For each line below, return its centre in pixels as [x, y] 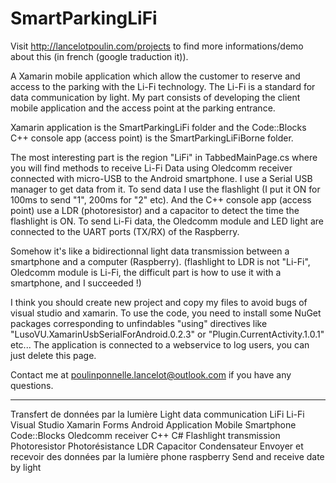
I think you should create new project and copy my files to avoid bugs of [159, 302]
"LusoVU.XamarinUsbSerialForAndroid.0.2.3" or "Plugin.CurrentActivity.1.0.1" [167, 334]
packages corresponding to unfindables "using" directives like [139, 323]
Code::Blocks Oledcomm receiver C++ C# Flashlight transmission [145, 435]
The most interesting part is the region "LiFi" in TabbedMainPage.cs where [164, 157]
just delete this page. [53, 355]
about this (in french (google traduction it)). [99, 56]
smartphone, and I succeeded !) [76, 283]
